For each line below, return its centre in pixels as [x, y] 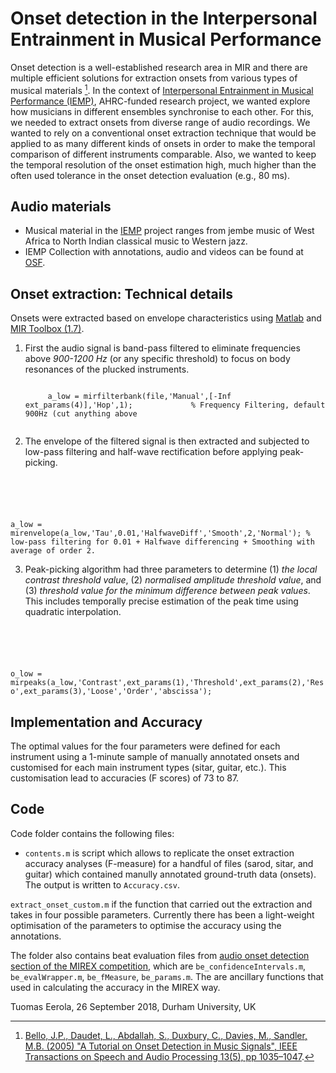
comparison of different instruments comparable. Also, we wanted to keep [163, 154]
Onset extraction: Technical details [121, 293]
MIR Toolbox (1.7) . [47, 329]
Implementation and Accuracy [106, 722]
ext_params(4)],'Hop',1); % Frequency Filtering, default [175, 405]
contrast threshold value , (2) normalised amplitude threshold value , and [173, 580]
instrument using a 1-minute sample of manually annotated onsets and [155, 757]
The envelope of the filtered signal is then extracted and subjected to [167, 441]
